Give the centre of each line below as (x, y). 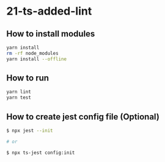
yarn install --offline (37, 59)
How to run (28, 78)
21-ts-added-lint (49, 11)
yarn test (19, 98)
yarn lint (19, 92)
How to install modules (51, 34)
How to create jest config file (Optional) (83, 117)
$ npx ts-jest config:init (41, 153)
